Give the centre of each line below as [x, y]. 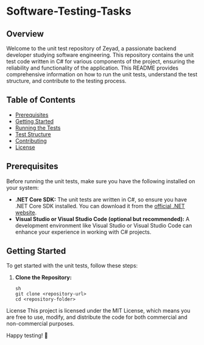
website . [26, 212]
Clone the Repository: [43, 278]
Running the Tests [38, 128]
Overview [25, 34]
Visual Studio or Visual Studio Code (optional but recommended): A [102, 219]
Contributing [31, 140]
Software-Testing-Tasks [69, 11]
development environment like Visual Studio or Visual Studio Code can [104, 225]
